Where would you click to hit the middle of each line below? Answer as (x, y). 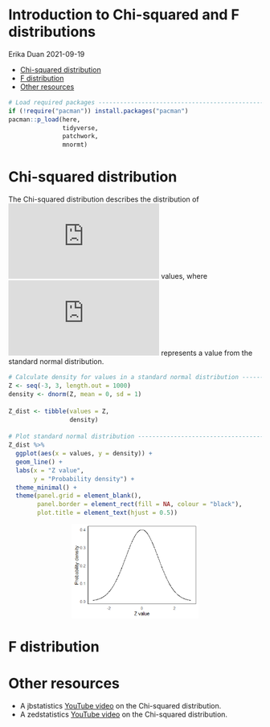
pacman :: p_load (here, (45, 119)
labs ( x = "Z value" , (50, 470)
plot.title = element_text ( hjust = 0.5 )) (108, 513)
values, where (184, 276)
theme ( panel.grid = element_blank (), (79, 496)
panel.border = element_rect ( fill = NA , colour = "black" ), (140, 504)
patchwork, (80, 137)
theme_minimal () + (47, 488)
